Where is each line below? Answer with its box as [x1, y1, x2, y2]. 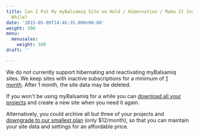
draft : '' [6, 47, 31, 53]
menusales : [11, 36, 38, 42]
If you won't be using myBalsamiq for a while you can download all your [6, 92, 182, 99]
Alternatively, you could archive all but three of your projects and [6, 110, 165, 117]
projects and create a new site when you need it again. [6, 99, 140, 106]
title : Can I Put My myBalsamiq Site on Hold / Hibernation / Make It [6, 8, 184, 15]
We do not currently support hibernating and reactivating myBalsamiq [6, 69, 176, 76]
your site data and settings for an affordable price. [6, 122, 129, 130]
